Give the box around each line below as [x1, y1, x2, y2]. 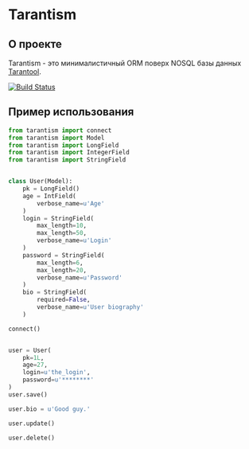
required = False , [37, 296, 91, 304]
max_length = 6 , [37, 259, 84, 267]
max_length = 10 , [37, 221, 88, 230]
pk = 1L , [22, 353, 45, 361]
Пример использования [8, 105, 134, 119]
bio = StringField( [22, 288, 88, 296]
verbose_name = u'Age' [37, 199, 105, 208]
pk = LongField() [22, 185, 80, 193]
